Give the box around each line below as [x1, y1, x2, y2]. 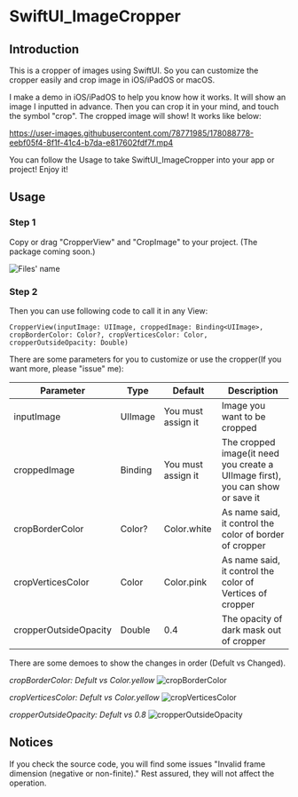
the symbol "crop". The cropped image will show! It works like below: [9, 111, 262, 121]
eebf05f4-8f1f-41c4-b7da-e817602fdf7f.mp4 [9, 138, 174, 147]
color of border [221, 528, 285, 540]
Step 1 [9, 216, 36, 228]
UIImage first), [221, 469, 282, 482]
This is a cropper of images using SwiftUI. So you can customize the [9, 65, 259, 76]
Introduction [9, 42, 80, 57]
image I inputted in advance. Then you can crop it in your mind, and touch [9, 101, 279, 112]
